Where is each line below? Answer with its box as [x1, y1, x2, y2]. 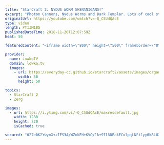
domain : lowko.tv [9, 61, 45, 66]
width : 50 [18, 74, 38, 79]
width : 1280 [14, 115, 38, 120]
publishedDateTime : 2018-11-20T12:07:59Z [5, 30, 91, 35]
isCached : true [14, 124, 45, 129]
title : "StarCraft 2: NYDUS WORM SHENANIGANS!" [5, 7, 104, 12]
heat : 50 [5, 35, 23, 39]
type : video [5, 20, 29, 26]
